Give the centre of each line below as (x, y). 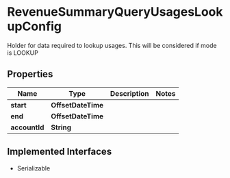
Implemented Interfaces (60, 152)
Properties (30, 74)
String (61, 127)
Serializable (34, 168)
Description (129, 93)
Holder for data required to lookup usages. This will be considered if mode (112, 45)
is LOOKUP (23, 53)
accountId (27, 127)
